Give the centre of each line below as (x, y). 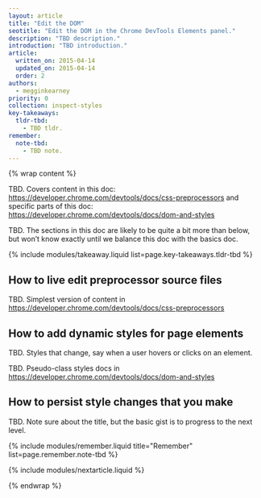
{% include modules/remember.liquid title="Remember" (101, 446)
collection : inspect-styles (56, 106)
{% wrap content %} (42, 173)
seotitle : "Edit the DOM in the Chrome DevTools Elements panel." (122, 31)
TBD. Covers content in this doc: (62, 189)
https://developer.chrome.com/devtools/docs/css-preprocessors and (124, 197)
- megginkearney (43, 91)
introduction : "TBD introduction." (68, 46)
